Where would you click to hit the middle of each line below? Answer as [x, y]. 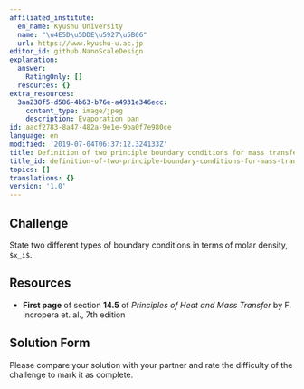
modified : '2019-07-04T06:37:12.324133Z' [89, 144]
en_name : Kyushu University [71, 26]
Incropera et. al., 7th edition [74, 315]
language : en [34, 136]
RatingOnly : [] [54, 77]
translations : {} [42, 178]
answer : [32, 69]
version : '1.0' [38, 187]
